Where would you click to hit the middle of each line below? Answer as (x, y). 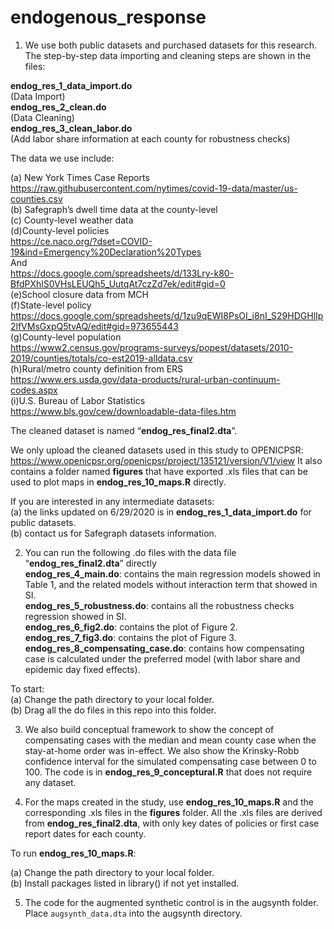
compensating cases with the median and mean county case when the (170, 740)
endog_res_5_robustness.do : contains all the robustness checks (159, 605)
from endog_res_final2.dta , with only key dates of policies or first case (172, 823)
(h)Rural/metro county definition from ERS (97, 368)
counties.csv (36, 198)
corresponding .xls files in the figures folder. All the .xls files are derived (173, 812)
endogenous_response (108, 17)
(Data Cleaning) (42, 117)
